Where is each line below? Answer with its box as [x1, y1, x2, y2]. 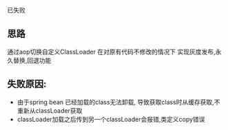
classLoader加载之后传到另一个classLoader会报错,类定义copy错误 [17, 115, 205, 123]
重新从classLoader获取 [17, 106, 83, 115]
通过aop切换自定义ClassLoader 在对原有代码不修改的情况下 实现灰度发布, [7, 47, 216, 56]
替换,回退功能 [12, 56, 52, 64]
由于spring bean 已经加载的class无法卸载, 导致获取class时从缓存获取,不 [17, 98, 220, 106]
